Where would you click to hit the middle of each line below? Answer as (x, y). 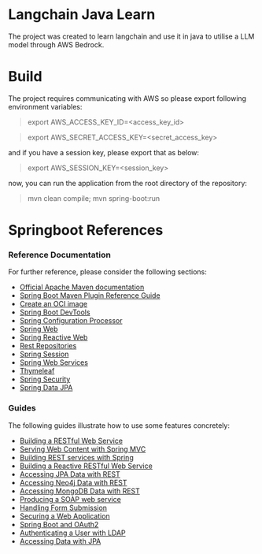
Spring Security (45, 379)
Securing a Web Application (65, 516)
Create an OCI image (54, 304)
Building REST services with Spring (76, 457)
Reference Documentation (60, 255)
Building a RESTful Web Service (71, 441)
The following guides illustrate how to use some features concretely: (119, 425)
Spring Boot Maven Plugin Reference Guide (90, 296)
